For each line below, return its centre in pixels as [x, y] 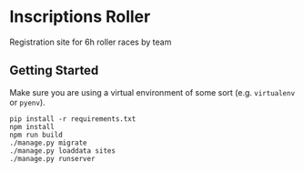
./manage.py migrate [49, 143]
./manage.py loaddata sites [63, 151]
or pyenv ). [27, 102]
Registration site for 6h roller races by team [91, 42]
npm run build [36, 135]
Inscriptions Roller [80, 17]
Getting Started [54, 71]
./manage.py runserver [52, 158]
